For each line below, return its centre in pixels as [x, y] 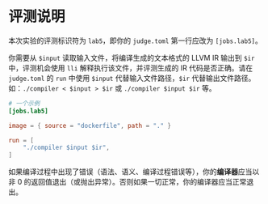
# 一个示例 [24, 103]
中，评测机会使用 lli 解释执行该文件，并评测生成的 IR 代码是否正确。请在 [131, 68]
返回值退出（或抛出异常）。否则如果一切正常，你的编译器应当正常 [139, 182]
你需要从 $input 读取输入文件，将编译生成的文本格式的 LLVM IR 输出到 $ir [132, 57]
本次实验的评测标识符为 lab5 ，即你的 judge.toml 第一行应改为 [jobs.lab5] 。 [135, 40]
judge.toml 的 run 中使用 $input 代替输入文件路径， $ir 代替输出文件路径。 [132, 78]
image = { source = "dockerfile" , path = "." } [90, 125]
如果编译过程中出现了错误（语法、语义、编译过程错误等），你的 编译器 [123, 172]
